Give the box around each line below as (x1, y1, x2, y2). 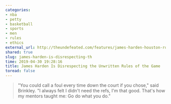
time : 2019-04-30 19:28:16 (5, 59, 63, 64)
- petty (5, 17, 22, 22)
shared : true (5, 49, 33, 55)
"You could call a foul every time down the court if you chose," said (17, 82, 159, 88)
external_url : (5, 45, 36, 50)
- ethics (5, 40, 24, 45)
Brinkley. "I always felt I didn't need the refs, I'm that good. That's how (17, 88, 165, 93)
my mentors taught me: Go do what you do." (17, 93, 111, 99)
